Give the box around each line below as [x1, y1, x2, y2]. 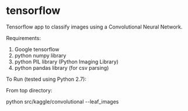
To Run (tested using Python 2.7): [6, 76, 86, 83]
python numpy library [14, 52, 67, 59]
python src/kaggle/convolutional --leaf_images [6, 98, 119, 105]
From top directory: [6, 87, 53, 94]
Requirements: [6, 34, 41, 41]
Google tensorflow [14, 45, 60, 53]
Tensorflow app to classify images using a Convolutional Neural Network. [6, 23, 183, 30]
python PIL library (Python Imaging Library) [14, 58, 119, 65]
